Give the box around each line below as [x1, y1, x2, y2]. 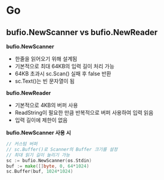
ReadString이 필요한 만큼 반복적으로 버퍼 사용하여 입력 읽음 [14, 109, 154, 116]
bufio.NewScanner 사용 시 [6, 129, 72, 136]
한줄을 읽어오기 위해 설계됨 [14, 55, 78, 62]
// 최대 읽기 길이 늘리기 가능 [6, 152, 70, 158]
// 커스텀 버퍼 [6, 141, 38, 147]
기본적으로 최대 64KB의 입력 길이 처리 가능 [14, 63, 115, 70]
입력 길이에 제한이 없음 [14, 116, 68, 124]
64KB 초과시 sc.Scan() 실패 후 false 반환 [14, 70, 112, 77]
